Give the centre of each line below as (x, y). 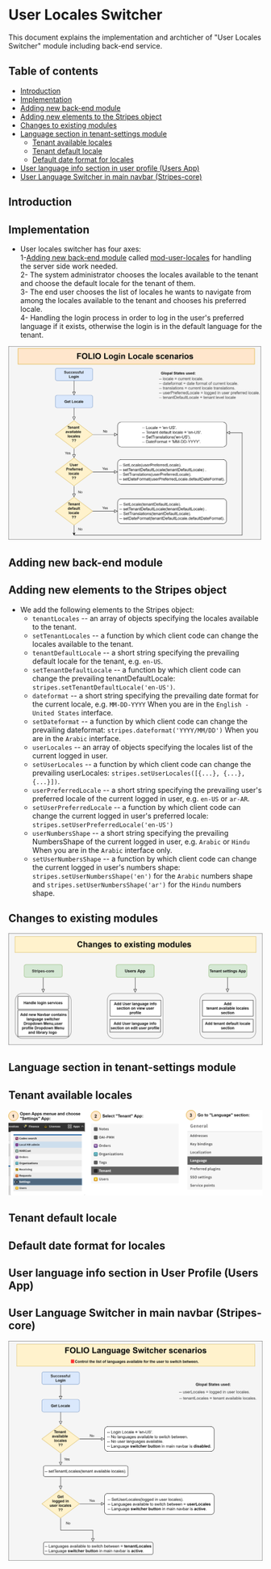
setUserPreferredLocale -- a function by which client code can (136, 807)
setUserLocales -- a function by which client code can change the (142, 764)
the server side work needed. (69, 266)
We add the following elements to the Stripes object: (107, 609)
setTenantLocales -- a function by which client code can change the (145, 635)
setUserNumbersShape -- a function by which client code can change (144, 858)
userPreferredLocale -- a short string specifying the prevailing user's (147, 790)
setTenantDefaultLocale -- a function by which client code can (136, 669)
